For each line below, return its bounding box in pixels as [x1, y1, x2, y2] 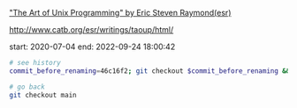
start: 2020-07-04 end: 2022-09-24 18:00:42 [9, 41, 176, 52]
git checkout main [9, 90, 77, 99]
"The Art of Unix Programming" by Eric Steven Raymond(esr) [9, 8, 232, 18]
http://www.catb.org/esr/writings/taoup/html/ [9, 25, 174, 34]
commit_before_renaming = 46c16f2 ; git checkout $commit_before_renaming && [9, 66, 291, 76]
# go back [9, 83, 46, 91]
